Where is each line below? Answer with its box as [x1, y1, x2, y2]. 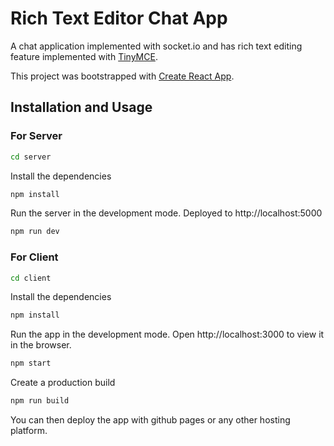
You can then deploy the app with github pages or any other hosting [10, 414, 291, 426]
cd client [10, 273, 52, 283]
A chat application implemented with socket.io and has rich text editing [10, 40, 303, 52]
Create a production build [10, 377, 116, 389]
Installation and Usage [10, 99, 153, 116]
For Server [10, 129, 63, 143]
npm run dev [10, 227, 60, 237]
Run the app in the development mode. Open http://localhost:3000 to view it [10, 328, 325, 341]
